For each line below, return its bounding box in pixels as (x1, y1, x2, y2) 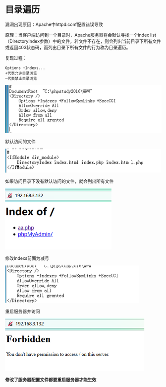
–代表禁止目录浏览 (5, 76, 37, 81)
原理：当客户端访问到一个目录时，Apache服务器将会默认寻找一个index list (5, 32, 157, 38)
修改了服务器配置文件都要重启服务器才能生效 (5, 377, 97, 383)
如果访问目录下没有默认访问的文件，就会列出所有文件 (5, 178, 114, 184)
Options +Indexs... (5, 65, 46, 71)
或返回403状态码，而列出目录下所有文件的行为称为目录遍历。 (5, 44, 131, 50)
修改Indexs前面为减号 (5, 255, 50, 261)
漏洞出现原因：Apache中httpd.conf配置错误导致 (5, 21, 103, 27)
